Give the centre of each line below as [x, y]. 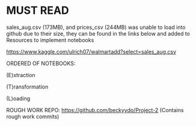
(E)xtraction [21, 75]
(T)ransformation [27, 87]
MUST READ [38, 11]
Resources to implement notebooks [50, 40]
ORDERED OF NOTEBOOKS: [41, 63]
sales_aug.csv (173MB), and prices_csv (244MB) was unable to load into [96, 27]
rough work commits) [33, 116]
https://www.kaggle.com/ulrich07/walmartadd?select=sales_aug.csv [91, 51]
